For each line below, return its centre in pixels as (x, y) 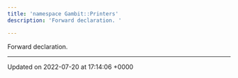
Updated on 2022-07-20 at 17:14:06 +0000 (70, 67)
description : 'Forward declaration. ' (64, 20)
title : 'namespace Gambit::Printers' (63, 14)
